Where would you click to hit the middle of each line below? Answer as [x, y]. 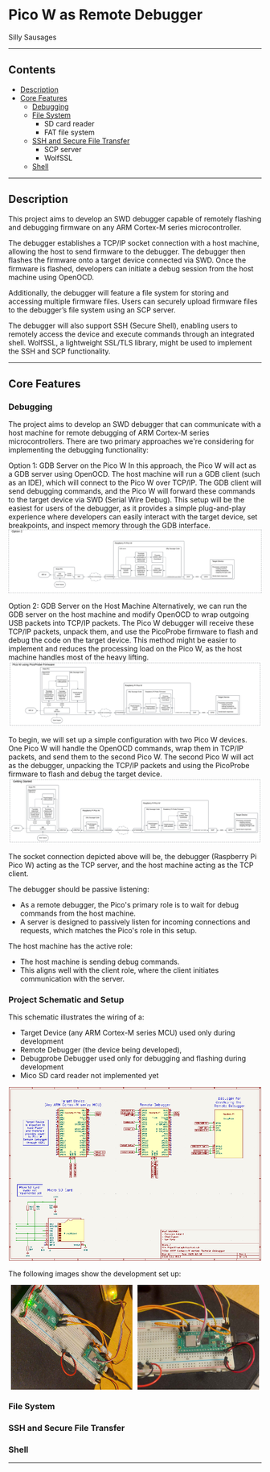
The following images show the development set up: [95, 1274]
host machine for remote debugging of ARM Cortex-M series [109, 433]
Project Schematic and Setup [66, 1000]
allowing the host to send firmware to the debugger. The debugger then [127, 251]
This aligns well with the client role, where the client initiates [119, 970]
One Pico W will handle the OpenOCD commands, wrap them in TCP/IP [126, 748]
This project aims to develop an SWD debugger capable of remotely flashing [135, 218]
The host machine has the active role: [71, 946]
